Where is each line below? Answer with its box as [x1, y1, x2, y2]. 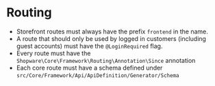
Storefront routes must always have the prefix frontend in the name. [16, 27, 208, 35]
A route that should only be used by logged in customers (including [16, 34, 207, 42]
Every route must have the [16, 49, 91, 57]
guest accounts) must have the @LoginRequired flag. [16, 42, 163, 50]
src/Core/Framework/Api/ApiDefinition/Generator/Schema [16, 72, 179, 79]
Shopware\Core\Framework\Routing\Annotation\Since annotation [16, 56, 196, 64]
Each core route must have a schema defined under [16, 63, 163, 72]
